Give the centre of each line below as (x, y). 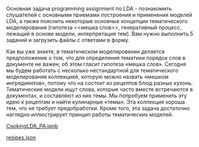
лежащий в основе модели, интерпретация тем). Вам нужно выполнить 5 (100, 34)
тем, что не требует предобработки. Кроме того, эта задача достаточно (98, 108)
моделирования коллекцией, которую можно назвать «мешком (87, 77)
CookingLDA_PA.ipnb (32, 126)
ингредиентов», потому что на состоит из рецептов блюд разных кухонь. (99, 83)
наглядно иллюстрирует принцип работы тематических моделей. (90, 114)
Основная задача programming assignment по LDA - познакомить (89, 9)
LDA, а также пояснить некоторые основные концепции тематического (97, 21)
